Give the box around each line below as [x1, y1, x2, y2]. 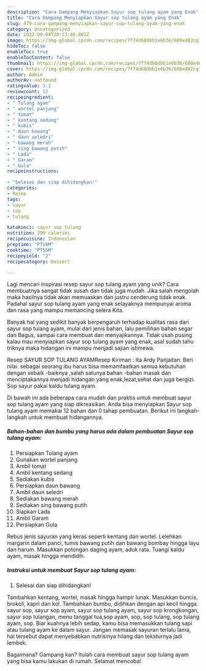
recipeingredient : [7, 94, 54, 100]
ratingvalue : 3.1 [7, 83, 51, 89]
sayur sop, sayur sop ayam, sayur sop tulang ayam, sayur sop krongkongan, [7, 607, 199, 614]
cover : [7, 65, 24, 72]
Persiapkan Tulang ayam [15, 450, 78, 457]
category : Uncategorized [7, 26, 70, 32]
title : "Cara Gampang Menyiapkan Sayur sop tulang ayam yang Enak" [7, 15, 183, 21]
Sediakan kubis [15, 475, 54, 483]
